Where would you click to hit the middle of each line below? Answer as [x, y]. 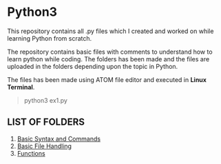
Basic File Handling [44, 146]
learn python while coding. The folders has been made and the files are [108, 59]
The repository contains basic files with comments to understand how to [110, 52]
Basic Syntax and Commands [59, 139]
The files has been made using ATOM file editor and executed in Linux [107, 79]
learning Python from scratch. [50, 38]
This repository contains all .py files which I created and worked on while [110, 31]
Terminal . [21, 87]
